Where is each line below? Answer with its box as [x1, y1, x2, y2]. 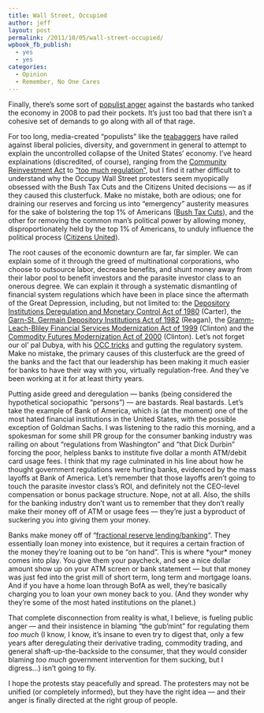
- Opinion [15, 70, 47, 78]
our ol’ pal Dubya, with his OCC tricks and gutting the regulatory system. [8, 340, 244, 349]
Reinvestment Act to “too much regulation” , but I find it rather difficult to [8, 165, 240, 175]
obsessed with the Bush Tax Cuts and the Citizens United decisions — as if [8, 182, 252, 191]
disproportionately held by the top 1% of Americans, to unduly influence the [8, 224, 254, 233]
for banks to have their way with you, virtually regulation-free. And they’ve [8, 365, 250, 375]
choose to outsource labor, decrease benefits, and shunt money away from [8, 264, 252, 274]
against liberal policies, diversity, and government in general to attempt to [8, 140, 247, 149]
